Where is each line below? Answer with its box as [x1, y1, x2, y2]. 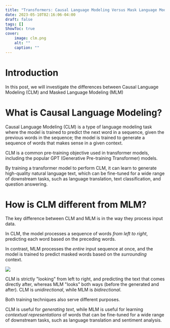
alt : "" [14, 41, 30, 46]
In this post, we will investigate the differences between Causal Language [5, 84, 159, 90]
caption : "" [14, 45, 39, 50]
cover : [5, 31, 19, 36]
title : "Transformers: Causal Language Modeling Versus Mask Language [5, 7, 157, 13]
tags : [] [5, 21, 24, 27]
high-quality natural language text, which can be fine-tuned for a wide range [5, 170, 165, 176]
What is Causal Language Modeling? [5, 107, 162, 118]
